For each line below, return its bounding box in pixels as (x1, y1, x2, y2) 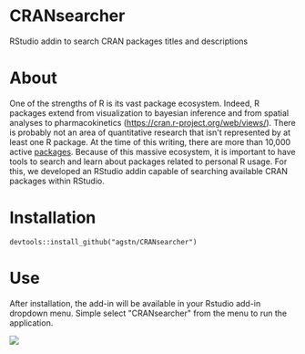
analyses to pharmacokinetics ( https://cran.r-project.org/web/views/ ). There (9, 117, 296, 128)
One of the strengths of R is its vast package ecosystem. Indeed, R (9, 98, 259, 109)
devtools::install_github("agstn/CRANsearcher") (9, 237, 198, 246)
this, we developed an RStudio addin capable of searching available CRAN (9, 165, 289, 176)
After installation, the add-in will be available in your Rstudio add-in (9, 297, 261, 308)
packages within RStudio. (9, 175, 105, 186)
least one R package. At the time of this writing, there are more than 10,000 (9, 136, 291, 147)
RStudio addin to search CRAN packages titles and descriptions (9, 36, 249, 47)
